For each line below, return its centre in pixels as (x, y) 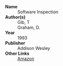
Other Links (17, 53)
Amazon (26, 59)
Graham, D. (29, 27)
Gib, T (24, 22)
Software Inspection (38, 12)
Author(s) (15, 17)
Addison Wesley (34, 48)
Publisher (15, 43)
